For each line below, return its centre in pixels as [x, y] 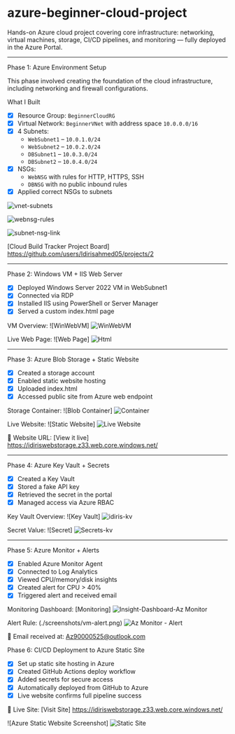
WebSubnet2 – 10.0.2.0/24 [64, 147]
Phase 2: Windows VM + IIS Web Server [65, 274]
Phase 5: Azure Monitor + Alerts [54, 550]
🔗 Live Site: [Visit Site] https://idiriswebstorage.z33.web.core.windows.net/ [115, 709]
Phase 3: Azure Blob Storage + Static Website [73, 359]
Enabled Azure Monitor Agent [60, 564]
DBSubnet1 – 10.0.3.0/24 [63, 154]
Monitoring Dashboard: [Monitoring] [59, 609]
